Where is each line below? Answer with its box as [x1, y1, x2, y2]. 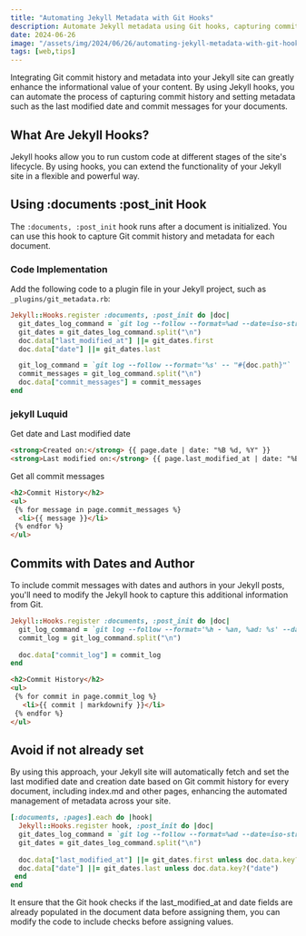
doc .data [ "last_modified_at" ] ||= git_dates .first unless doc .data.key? [18, 855, 300, 864]
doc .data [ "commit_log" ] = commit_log [18, 650, 162, 659]
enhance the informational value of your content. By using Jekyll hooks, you [10, 82, 295, 93]
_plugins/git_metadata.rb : [10, 293, 111, 304]
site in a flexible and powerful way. [10, 170, 140, 182]
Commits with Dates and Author [10, 556, 195, 571]
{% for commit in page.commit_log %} [14, 692, 157, 702]
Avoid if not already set [10, 742, 144, 758]
